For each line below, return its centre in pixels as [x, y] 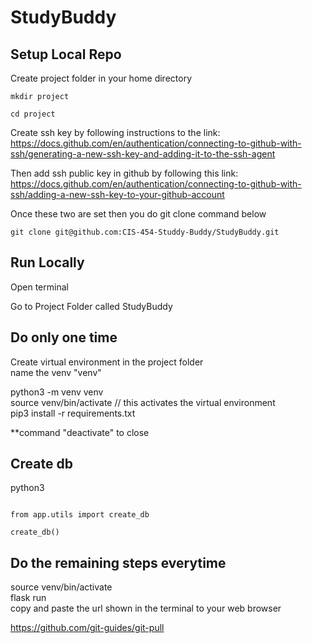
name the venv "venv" [56, 372]
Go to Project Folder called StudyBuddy [91, 306]
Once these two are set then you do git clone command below [138, 214]
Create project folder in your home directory [101, 78]
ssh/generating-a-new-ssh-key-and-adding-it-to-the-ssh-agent [143, 154]
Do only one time [64, 337]
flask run [28, 598]
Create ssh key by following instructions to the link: [115, 132]
